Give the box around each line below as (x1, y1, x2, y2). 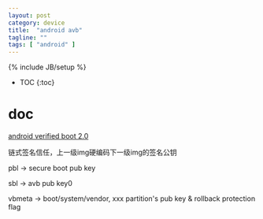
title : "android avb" (8, 26, 83, 34)
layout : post (8, 11, 51, 20)
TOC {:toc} (19, 78, 55, 87)
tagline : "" (8, 33, 47, 42)
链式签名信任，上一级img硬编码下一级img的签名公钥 (8, 147, 177, 158)
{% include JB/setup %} (8, 62, 87, 72)
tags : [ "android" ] (8, 41, 76, 49)
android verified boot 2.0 (8, 132, 89, 141)
